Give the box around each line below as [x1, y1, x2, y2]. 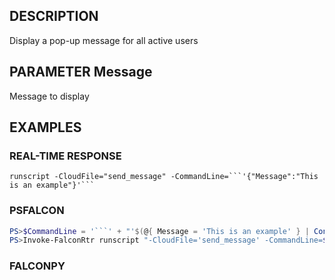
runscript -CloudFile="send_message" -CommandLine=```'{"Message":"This [9, 172, 319, 182]
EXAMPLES [9, 119, 82, 136]
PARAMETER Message [9, 64, 153, 81]
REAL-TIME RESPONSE [9, 149, 122, 163]
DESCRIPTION [9, 8, 99, 25]
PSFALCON [9, 204, 65, 218]
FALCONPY [9, 259, 66, 273]
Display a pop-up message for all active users [9, 34, 199, 46]
